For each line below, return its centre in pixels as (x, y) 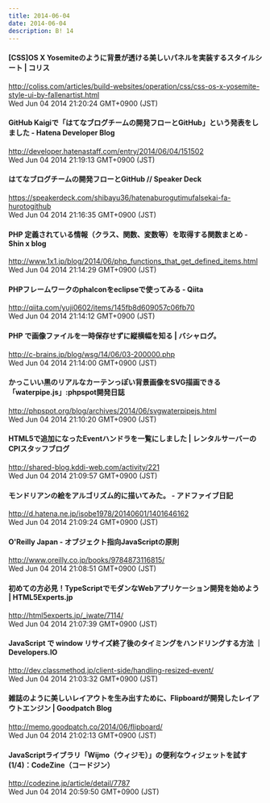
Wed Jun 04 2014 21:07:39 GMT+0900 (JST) (83, 624)
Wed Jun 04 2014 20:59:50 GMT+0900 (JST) (84, 792)
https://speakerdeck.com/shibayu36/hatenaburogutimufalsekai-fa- (120, 198)
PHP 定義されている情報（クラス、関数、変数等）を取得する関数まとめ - (128, 234)
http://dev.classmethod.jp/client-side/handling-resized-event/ (111, 670)
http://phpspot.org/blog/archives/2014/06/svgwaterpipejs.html (113, 410)
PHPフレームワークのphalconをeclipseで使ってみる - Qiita (106, 289)
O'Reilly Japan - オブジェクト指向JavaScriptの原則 (94, 542)
